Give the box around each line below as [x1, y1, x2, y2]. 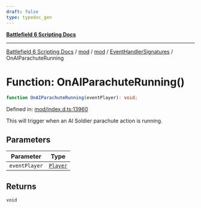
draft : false [6, 8, 39, 15]
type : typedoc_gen [6, 14, 52, 20]
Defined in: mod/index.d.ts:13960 [6, 106, 89, 113]
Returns [6, 181, 37, 191]
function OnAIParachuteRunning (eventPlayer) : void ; [6, 95, 138, 101]
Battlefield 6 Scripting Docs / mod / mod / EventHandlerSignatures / [6, 48, 173, 55]
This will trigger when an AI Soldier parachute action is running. [6, 117, 163, 124]
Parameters [6, 134, 51, 145]
